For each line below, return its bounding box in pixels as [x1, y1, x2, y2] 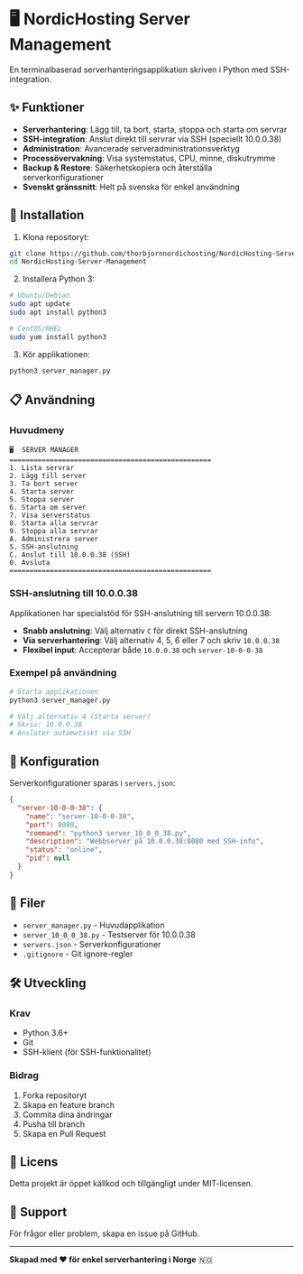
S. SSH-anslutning [9, 542, 78, 552]
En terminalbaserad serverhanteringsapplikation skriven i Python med [9, 64, 269, 75]
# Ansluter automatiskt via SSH [9, 729, 131, 738]
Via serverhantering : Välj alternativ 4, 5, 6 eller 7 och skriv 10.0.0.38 [22, 634, 280, 645]
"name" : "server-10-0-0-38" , [25, 811, 135, 821]
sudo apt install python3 [9, 308, 106, 318]
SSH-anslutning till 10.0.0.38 [9, 587, 138, 600]
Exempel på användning [9, 667, 117, 679]
